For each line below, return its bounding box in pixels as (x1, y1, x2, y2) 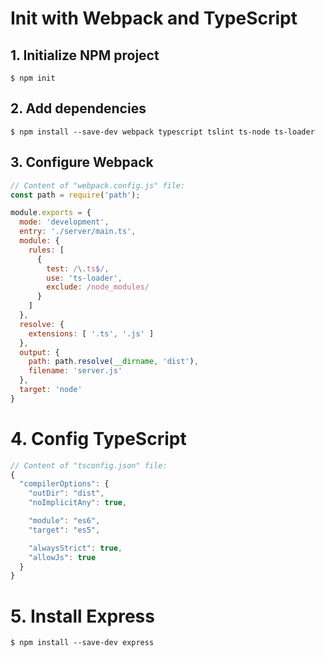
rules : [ (28, 245, 65, 255)
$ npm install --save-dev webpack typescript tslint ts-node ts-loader (10, 127, 315, 137)
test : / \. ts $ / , (46, 263, 110, 274)
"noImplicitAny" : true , (28, 498, 128, 508)
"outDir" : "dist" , (28, 488, 105, 499)
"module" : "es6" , (28, 516, 101, 526)
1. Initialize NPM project (10, 47, 160, 64)
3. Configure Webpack (10, 154, 154, 171)
